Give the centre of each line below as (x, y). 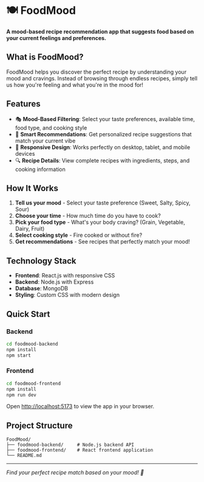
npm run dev (21, 395)
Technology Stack (41, 261)
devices (25, 153)
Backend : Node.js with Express (54, 282)
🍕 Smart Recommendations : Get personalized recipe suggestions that (104, 134)
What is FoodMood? (45, 57)
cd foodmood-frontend (34, 383)
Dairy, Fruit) (30, 229)
